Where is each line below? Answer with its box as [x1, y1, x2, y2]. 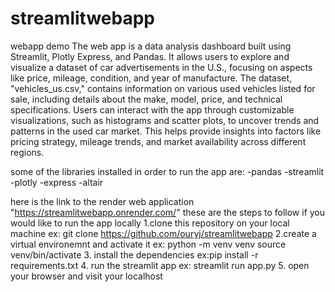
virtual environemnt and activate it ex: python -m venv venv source [10, 238, 287, 250]
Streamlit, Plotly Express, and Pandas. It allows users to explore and [10, 50, 290, 62]
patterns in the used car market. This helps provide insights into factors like [10, 125, 322, 137]
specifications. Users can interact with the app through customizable [10, 103, 295, 116]
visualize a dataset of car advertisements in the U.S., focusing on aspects [10, 61, 313, 73]
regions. [10, 146, 45, 158]
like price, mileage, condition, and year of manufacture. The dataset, [10, 72, 293, 84]
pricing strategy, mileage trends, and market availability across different [10, 135, 307, 147]
